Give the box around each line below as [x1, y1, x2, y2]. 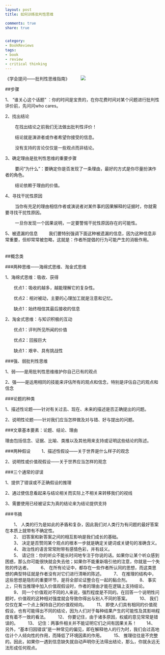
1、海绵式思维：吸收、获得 [5, 274, 59, 280]
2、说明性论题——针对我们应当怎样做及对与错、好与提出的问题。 [5, 416, 137, 422]
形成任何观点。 [9, 645, 40, 651]
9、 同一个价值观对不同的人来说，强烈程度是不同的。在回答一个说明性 [13, 589, 156, 595]
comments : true [5, 21, 36, 26]
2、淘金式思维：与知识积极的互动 [5, 316, 73, 322]
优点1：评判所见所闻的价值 [13, 327, 67, 332]
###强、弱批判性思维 [5, 358, 48, 364]
